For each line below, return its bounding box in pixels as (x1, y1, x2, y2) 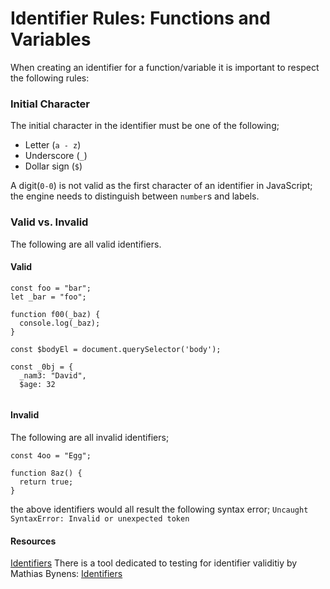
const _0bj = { (10, 362, 74, 372)
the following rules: (10, 72, 90, 84)
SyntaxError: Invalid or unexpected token (10, 513, 190, 524)
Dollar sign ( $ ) (24, 160, 83, 172)
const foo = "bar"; (10, 283, 92, 293)
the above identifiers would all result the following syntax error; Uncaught (10, 503, 309, 515)
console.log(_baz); (19, 318, 101, 328)
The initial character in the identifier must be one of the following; (10, 120, 280, 132)
